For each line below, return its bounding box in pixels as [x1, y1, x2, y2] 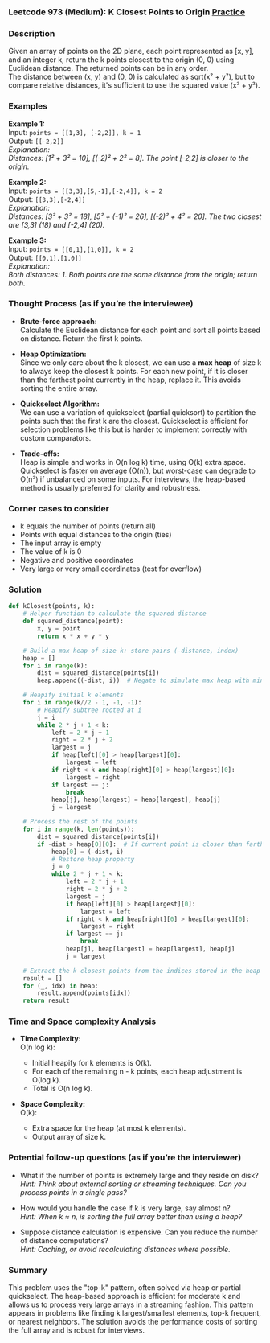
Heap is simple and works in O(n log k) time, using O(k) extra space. [19, 457, 247, 466]
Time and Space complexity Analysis [8, 1016, 157, 1027]
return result [22, 996, 70, 1005]
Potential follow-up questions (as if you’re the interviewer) [8, 1152, 242, 1164]
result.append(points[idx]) [37, 989, 131, 997]
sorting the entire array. [19, 383, 98, 392]
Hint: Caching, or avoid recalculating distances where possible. [19, 1244, 231, 1254]
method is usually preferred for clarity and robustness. [19, 483, 201, 492]
